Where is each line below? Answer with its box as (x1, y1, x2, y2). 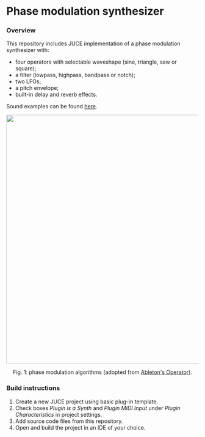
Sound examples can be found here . (6, 103, 98, 110)
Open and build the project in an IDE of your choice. (15, 424, 146, 431)
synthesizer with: (6, 47, 49, 54)
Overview (6, 26, 36, 35)
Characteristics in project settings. (15, 411, 103, 418)
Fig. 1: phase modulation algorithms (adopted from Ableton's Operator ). (13, 368, 192, 376)
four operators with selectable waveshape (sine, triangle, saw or (15, 58, 177, 65)
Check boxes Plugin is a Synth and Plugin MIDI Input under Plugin (15, 404, 181, 411)
